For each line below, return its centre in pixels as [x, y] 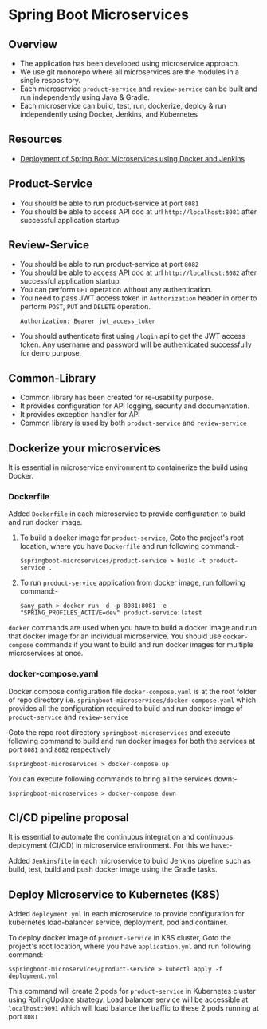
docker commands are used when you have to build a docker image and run [133, 628]
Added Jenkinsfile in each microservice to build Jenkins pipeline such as [130, 861]
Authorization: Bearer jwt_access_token [88, 321]
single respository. [50, 80]
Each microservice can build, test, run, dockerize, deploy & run [123, 106]
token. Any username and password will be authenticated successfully [136, 344]
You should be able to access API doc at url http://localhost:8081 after [138, 211]
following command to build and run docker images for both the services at [132, 741]
